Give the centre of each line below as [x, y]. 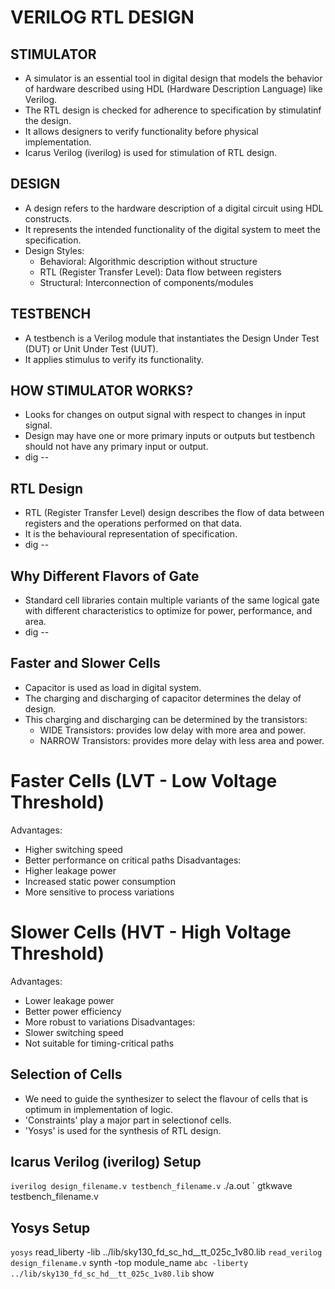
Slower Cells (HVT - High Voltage [151, 932]
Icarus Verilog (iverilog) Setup [106, 1161]
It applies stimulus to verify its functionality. [114, 359]
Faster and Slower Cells [85, 663]
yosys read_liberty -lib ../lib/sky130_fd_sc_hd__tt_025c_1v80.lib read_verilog [166, 1252]
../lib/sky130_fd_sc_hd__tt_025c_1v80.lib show [112, 1273]
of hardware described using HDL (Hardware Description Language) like [173, 89]
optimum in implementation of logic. [98, 1109]
